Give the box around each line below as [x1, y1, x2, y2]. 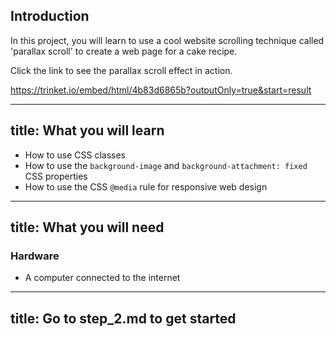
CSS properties [24, 170, 88, 182]
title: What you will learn [10, 122, 165, 139]
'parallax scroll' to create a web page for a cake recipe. [10, 45, 238, 57]
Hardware [10, 249, 60, 263]
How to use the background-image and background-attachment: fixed [24, 159, 308, 171]
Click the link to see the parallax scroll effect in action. [10, 64, 233, 76]
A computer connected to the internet [24, 272, 181, 284]
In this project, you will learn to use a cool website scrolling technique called [10, 34, 325, 46]
